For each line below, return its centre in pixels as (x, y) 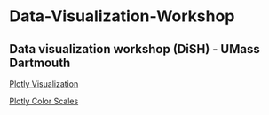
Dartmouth (40, 62)
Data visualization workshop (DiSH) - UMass (134, 49)
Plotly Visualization (44, 84)
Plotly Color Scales (44, 101)
